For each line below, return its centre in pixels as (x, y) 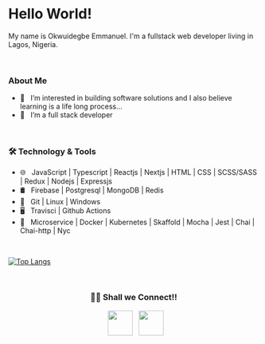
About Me (28, 81)
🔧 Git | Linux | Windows (60, 201)
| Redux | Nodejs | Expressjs (66, 181)
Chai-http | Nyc (45, 230)
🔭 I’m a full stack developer (66, 115)
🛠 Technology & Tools (53, 152)
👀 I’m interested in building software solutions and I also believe (126, 98)
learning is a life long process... (71, 107)
